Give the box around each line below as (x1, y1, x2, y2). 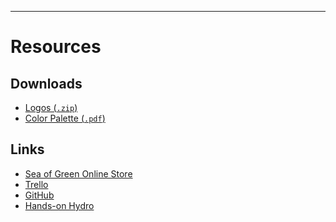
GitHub (24, 189, 55, 201)
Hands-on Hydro (24, 199, 95, 211)
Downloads (10, 75, 83, 92)
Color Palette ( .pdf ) (24, 112, 106, 124)
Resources (10, 36, 102, 58)
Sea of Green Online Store (24, 167, 133, 180)
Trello (24, 178, 49, 190)
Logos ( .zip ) (24, 102, 78, 113)
